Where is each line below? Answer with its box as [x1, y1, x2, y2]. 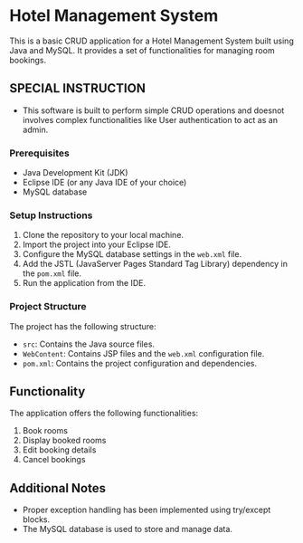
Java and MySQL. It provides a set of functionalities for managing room [9, 44, 275, 55]
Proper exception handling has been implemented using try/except [22, 504, 271, 516]
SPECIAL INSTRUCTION [9, 81, 147, 96]
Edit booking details [22, 444, 97, 455]
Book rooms [22, 425, 68, 436]
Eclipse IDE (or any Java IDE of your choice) [22, 177, 187, 188]
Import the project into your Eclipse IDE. [22, 239, 172, 250]
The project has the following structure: [9, 320, 156, 331]
